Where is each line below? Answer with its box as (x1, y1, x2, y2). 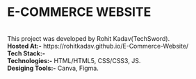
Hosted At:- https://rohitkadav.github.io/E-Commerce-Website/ (7, 42, 189, 50)
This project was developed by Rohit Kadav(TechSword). (7, 34, 170, 42)
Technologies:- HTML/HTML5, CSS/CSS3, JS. (7, 56, 141, 64)
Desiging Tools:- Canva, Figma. (7, 64, 99, 72)
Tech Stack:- (7, 49, 45, 58)
